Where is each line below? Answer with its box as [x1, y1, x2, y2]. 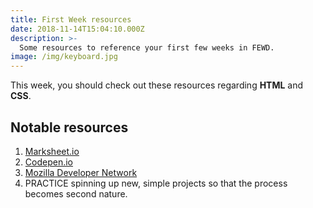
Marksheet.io [24, 145, 80, 157]
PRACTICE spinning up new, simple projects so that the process [24, 177, 288, 189]
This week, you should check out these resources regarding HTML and [10, 79, 304, 91]
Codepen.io [24, 156, 73, 168]
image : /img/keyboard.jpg [10, 52, 118, 62]
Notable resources [10, 119, 129, 136]
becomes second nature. [24, 187, 128, 200]
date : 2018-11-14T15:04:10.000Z [10, 24, 145, 34]
